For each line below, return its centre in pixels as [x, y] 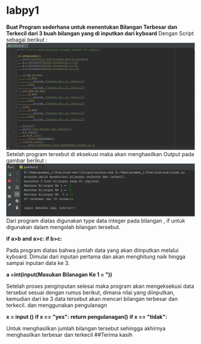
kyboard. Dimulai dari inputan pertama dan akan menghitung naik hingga [96, 257]
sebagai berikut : [27, 39]
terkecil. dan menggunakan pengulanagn [57, 305]
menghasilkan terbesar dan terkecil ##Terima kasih [69, 335]
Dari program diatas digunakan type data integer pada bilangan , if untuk [96, 221]
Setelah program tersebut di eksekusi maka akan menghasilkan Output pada [100, 154]
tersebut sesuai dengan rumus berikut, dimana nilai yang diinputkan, [91, 293]
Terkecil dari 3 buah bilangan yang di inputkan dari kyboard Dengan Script [100, 33]
